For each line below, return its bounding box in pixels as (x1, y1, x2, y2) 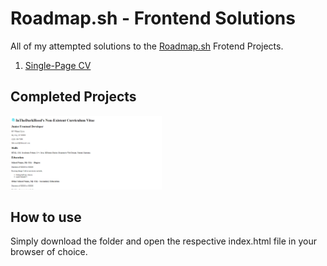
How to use (10, 209, 82, 226)
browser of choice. (10, 246, 88, 258)
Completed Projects (10, 88, 137, 106)
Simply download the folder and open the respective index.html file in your (10, 235, 317, 247)
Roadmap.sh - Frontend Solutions (10, 7, 296, 30)
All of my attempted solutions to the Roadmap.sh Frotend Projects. (10, 40, 284, 52)
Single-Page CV (24, 59, 92, 71)
